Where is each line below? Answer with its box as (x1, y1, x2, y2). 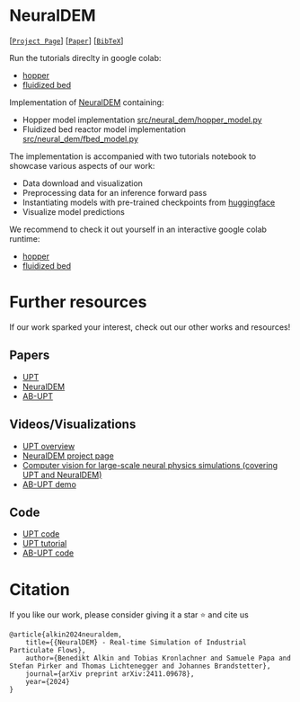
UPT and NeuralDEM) (22, 469, 102, 480)
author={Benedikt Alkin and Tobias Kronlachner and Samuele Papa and (25, 653, 292, 663)
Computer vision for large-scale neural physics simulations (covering (22, 459, 278, 470)
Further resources (9, 292, 147, 313)
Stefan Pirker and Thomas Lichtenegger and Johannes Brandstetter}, (9, 662, 271, 671)
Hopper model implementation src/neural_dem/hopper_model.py (22, 114, 262, 125)
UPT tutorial (22, 538, 67, 549)
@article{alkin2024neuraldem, (9, 630, 123, 639)
